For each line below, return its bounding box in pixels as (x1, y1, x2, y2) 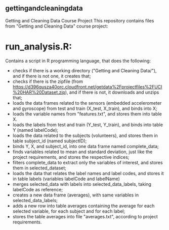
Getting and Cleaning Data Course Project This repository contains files (5, 17, 154, 23)
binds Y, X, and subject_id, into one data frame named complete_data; (12, 143, 159, 149)
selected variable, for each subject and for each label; (12, 208, 125, 214)
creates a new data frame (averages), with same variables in (12, 192, 139, 198)
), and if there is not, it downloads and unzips (65, 89, 159, 95)
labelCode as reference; (12, 186, 63, 192)
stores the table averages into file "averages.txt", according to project (12, 213, 158, 219)
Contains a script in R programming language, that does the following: (5, 57, 151, 64)
